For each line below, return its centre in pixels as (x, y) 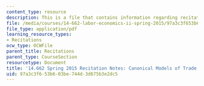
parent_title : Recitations (40, 51)
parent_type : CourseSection (42, 57)
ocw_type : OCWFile (29, 46)
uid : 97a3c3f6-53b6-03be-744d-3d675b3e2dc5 (62, 74)
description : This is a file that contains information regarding (92, 18)
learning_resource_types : (39, 35)
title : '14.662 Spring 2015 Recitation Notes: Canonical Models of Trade (102, 68)
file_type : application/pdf (42, 29)
